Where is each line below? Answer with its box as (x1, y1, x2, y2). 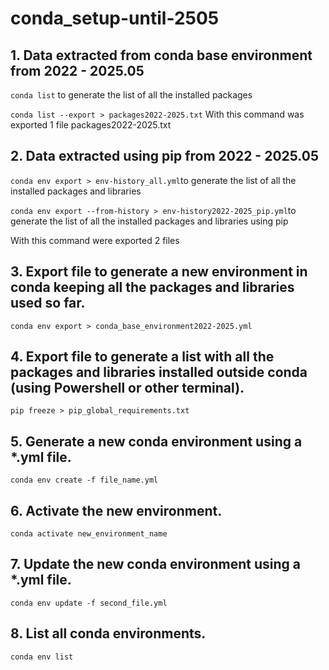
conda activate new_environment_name (10, 529, 168, 539)
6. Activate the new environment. (10, 502, 223, 519)
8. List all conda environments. (10, 625, 207, 642)
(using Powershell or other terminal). (10, 380, 245, 397)
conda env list (10, 652, 74, 662)
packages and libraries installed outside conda (10, 364, 308, 381)
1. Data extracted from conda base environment (10, 47, 313, 64)
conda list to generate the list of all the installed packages (10, 89, 253, 101)
